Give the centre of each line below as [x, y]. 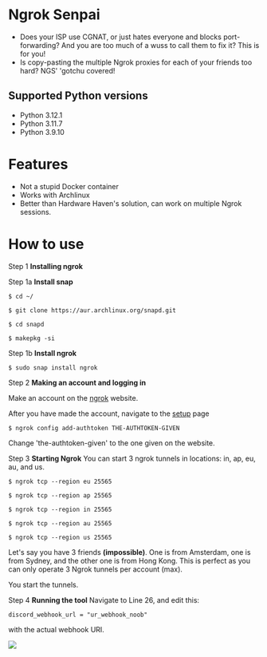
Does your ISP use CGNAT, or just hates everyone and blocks [120, 37]
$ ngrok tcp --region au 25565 [60, 523]
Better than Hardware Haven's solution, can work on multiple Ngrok [131, 203]
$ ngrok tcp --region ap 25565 [60, 495]
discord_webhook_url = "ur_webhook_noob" [78, 615]
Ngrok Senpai [55, 15]
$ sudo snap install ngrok [53, 368]
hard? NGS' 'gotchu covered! [67, 70]
